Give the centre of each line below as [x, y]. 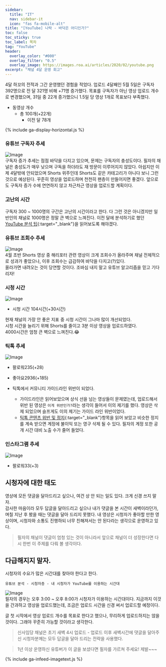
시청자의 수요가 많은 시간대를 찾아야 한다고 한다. [52, 574]
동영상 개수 [23, 108]
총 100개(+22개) [36, 114]
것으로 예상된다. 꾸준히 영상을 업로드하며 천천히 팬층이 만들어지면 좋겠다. [75, 179]
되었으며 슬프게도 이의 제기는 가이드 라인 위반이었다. [75, 411]
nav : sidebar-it [26, 19]
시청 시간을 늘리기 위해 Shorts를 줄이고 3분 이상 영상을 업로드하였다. [71, 326]
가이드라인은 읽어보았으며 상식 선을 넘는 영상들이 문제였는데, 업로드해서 [88, 399]
